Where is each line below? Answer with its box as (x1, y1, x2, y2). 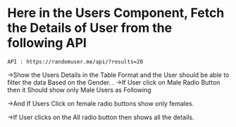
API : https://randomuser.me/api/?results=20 (7, 58, 143, 65)
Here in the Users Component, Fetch (7, 5, 225, 21)
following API (7, 35, 87, 51)
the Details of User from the (7, 20, 173, 36)
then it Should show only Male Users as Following (7, 85, 151, 94)
